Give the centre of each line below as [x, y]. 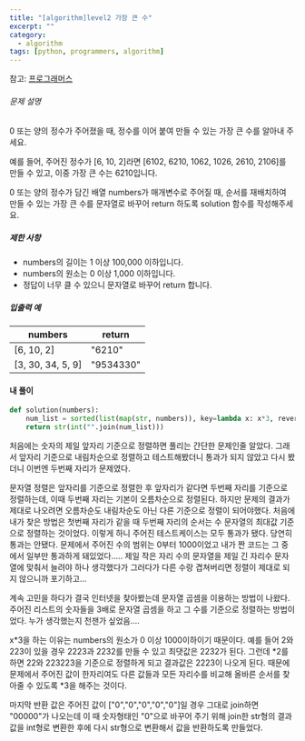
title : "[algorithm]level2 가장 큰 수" [81, 18]
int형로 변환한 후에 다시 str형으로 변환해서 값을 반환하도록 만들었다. [144, 727]
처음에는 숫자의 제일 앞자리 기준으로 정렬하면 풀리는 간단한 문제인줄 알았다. [142, 446]
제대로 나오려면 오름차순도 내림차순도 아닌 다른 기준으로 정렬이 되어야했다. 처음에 [152, 511]
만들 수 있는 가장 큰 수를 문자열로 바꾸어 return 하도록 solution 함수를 [132, 204]
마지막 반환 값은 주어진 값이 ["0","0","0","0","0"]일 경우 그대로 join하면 [134, 705]
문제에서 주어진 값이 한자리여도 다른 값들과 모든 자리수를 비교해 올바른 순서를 [145, 675]
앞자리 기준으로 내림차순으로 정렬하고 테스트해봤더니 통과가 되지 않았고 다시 [152, 457]
